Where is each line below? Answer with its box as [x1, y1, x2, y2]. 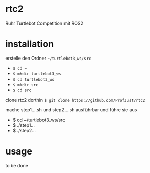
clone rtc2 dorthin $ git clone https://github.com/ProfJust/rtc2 [5, 97, 145, 103]
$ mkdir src [12, 82, 38, 87]
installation [5, 38, 54, 50]
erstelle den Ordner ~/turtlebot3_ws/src [5, 55, 91, 61]
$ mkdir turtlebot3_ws [12, 71, 61, 76]
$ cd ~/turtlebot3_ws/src [12, 117, 66, 123]
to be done [5, 162, 28, 168]
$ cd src [12, 88, 32, 93]
